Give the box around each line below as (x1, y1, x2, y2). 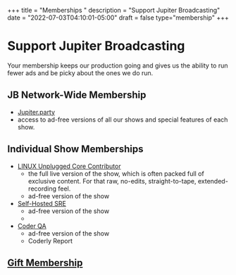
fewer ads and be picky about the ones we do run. (7, 68, 154, 77)
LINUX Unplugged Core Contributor (17, 162, 121, 170)
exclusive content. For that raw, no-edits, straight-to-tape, (27, 177, 197, 185)
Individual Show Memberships (7, 143, 144, 155)
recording (27, 184, 57, 193)
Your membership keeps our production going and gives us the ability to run (7, 61, 228, 70)
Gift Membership (7, 257, 83, 269)
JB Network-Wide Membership (7, 89, 147, 101)
